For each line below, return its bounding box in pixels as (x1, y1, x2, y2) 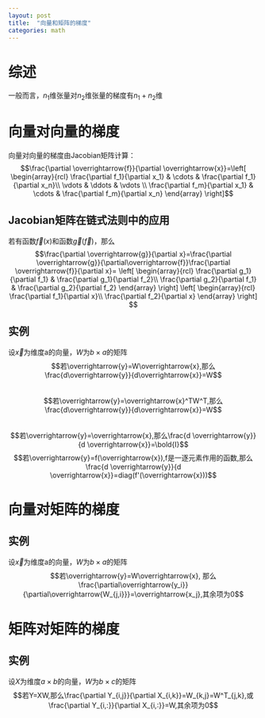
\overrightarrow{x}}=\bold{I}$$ (86, 440, 189, 449)
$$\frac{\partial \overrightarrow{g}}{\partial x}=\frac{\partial (34, 249, 232, 259)
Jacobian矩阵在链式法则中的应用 (8, 213, 170, 227)
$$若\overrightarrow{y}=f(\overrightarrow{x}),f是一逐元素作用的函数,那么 (13, 453, 254, 463)
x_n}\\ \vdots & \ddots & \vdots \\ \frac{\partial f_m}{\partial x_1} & (40, 180, 254, 190)
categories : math (8, 26, 66, 34)
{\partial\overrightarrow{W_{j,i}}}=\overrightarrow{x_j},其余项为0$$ (22, 589, 244, 599)
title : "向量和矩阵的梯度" (8, 19, 91, 27)
